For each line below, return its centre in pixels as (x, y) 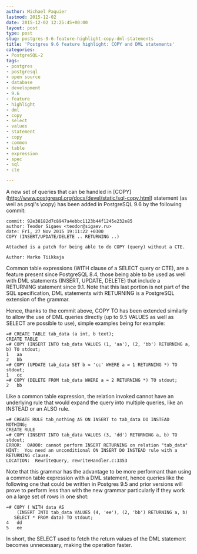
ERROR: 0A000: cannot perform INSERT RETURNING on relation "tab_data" (97, 445)
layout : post (22, 28)
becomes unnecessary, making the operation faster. (69, 545)
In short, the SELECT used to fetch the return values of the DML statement (96, 539)
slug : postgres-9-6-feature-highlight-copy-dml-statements (80, 39)
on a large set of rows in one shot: (47, 496)
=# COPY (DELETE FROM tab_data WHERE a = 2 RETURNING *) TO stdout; (92, 380)
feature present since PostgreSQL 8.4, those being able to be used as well (96, 274)
